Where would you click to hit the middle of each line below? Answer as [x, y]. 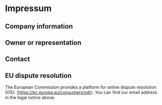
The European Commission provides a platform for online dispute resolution [81, 87]
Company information [39, 26]
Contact [18, 59]
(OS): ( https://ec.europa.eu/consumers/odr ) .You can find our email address [81, 92]
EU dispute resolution [38, 75]
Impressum [28, 8]
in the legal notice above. [30, 98]
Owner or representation [43, 42]
